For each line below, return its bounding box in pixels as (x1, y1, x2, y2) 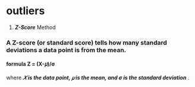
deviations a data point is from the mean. (6, 46, 126, 54)
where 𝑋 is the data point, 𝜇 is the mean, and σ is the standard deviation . (6, 74, 190, 81)
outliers (6, 4, 45, 18)
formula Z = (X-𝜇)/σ (6, 60, 55, 67)
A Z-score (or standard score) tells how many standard (6, 38, 167, 47)
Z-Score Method (14, 24, 56, 31)
